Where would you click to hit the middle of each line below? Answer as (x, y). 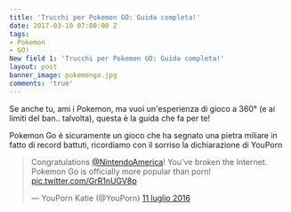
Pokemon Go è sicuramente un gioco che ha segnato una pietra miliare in (143, 135)
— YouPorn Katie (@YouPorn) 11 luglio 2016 (111, 198)
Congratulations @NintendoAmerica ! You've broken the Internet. (149, 161)
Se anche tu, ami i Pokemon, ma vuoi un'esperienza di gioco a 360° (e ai (142, 108)
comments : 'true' (41, 83)
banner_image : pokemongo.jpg (63, 75)
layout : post (33, 67)
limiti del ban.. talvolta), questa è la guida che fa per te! (110, 118)
